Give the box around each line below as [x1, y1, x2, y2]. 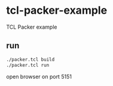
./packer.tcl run [6, 62, 50, 68]
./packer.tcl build [6, 56, 55, 63]
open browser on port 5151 [6, 73, 72, 80]
